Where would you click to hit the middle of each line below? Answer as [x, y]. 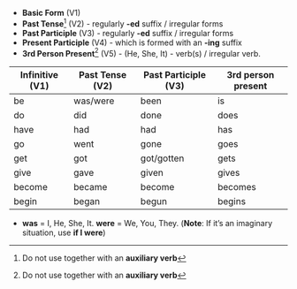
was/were [94, 101]
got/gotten [162, 158]
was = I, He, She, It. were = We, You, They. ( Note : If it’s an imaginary [147, 224]
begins [232, 202]
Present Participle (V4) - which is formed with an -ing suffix [132, 42]
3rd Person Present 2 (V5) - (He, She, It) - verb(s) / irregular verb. [141, 52]
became [91, 187]
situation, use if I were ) [64, 232]
